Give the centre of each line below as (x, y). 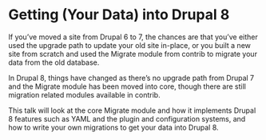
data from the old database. (54, 62)
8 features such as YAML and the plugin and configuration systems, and (127, 118)
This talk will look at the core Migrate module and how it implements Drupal (132, 110)
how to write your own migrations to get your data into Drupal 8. (113, 127)
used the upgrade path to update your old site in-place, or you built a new (130, 45)
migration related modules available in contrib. (85, 94)
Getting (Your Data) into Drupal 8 (119, 15)
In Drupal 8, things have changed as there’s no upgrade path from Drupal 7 (131, 78)
